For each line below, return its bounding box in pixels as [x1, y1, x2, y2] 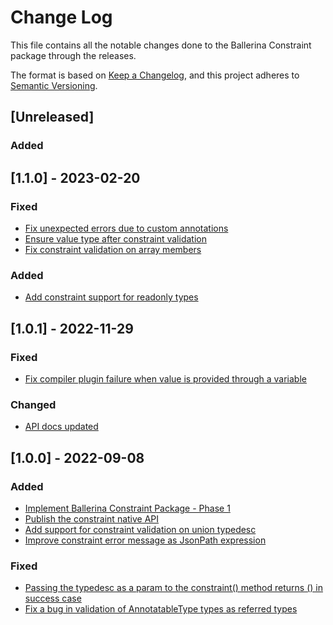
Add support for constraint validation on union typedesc [24, 523, 257, 535]
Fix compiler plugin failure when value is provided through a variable [24, 372, 307, 385]
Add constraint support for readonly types [24, 291, 199, 303]
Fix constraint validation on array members [24, 243, 202, 255]
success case [24, 592, 82, 605]
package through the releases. [10, 49, 137, 61]
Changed [10, 397, 57, 411]
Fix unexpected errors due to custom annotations [24, 222, 229, 234]
